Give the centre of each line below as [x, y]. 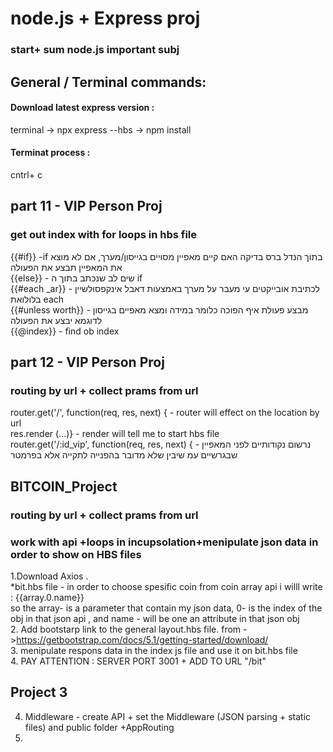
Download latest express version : [82, 108]
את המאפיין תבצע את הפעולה [66, 267]
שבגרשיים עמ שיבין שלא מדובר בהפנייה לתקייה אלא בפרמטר [124, 455]
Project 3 [39, 692]
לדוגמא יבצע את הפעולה [56, 320]
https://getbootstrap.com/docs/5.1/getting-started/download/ [142, 639]
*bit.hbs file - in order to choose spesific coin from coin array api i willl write [166, 586]
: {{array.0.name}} [47, 597]
